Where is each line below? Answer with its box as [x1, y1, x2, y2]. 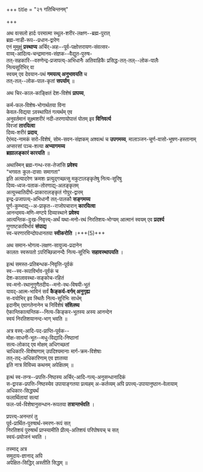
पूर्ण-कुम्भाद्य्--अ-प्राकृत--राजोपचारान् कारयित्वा [6, 202, 95, 209]
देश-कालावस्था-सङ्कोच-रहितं [6, 274, 65, 281]
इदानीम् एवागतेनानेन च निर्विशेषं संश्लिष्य [6, 302, 80, 308]
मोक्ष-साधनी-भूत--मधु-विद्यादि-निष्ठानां [6, 334, 79, 341]
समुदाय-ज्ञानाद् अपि [6, 452, 43, 459]
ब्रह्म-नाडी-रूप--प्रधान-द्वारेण [6, 36, 60, 44]
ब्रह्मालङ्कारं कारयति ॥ [6, 149, 50, 156]
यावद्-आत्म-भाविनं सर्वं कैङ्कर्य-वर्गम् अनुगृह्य [6, 288, 91, 295]
